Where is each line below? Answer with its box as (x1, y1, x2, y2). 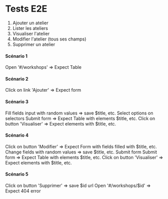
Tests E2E (5, 3, 47, 15)
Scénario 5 (5, 171, 29, 177)
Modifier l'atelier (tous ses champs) (12, 36, 87, 42)
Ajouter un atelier (12, 20, 49, 26)
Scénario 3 (5, 98, 29, 104)
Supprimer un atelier (12, 41, 55, 47)
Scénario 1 (5, 53, 28, 59)
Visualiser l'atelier (12, 30, 50, 36)
